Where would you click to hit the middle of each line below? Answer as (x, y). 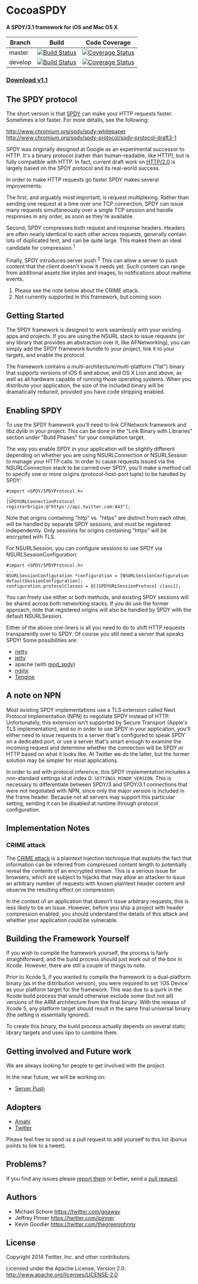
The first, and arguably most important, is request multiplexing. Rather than (98, 198)
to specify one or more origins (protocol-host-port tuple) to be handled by (96, 474)
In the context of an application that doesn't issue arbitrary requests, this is (98, 901)
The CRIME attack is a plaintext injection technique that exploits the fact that (99, 858)
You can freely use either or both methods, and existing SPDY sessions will (98, 597)
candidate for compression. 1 (40, 247)
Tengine (25, 677)
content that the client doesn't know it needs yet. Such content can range (95, 266)
